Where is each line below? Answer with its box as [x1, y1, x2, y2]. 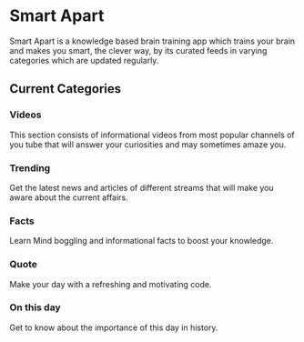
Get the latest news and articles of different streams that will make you [9, 182, 275, 193]
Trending [9, 161, 51, 174]
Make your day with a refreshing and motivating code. [9, 278, 212, 289]
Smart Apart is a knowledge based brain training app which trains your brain [9, 35, 296, 46]
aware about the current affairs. [9, 192, 129, 203]
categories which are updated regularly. [9, 55, 159, 65]
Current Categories [9, 81, 122, 96]
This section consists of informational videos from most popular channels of [9, 129, 296, 140]
